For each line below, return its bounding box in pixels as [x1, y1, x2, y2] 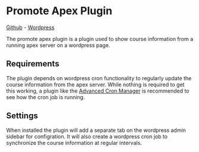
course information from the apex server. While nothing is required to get [6, 81, 185, 88]
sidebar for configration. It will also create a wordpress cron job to [6, 132, 168, 140]
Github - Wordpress [6, 24, 55, 31]
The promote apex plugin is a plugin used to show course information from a [6, 35, 194, 42]
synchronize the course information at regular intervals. [6, 139, 143, 146]
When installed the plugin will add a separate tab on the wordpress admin [6, 126, 186, 134]
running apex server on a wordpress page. [6, 42, 110, 49]
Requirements [6, 59, 59, 69]
